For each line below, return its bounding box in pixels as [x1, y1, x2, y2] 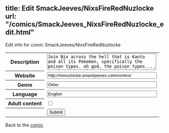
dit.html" [5, 28, 35, 37]
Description [10, 58, 40, 65]
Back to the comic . [5, 122, 45, 128]
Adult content [8, 100, 42, 107]
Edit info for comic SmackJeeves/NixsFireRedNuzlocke [5, 41, 121, 48]
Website [14, 72, 36, 79]
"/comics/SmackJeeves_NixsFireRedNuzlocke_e [5, 20, 164, 29]
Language [12, 91, 37, 98]
